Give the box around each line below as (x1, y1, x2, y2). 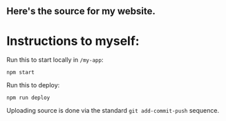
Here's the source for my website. (6, 5, 156, 17)
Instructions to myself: (6, 33, 140, 49)
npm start (6, 69, 35, 76)
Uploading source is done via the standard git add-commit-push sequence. (6, 107, 219, 115)
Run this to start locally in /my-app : (6, 56, 104, 64)
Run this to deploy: (6, 81, 60, 89)
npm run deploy (6, 94, 50, 102)
